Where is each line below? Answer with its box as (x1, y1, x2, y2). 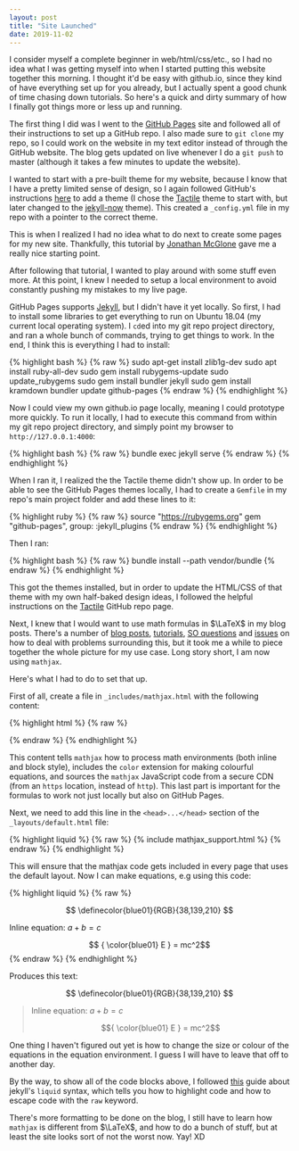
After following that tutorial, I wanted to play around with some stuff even (9, 265, 277, 277)
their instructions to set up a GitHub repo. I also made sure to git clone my (9, 128, 285, 139)
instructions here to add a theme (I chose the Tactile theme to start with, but (9, 193, 288, 203)
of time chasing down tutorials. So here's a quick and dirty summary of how (9, 92, 287, 103)
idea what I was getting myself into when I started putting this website (9, 63, 266, 74)
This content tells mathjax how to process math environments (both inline (9, 752, 278, 763)
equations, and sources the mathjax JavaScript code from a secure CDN (9, 771, 274, 782)
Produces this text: (9, 971, 78, 981)
